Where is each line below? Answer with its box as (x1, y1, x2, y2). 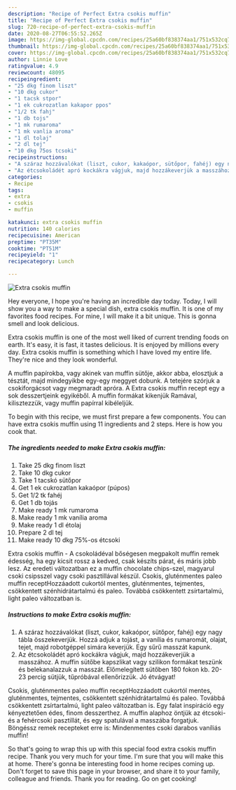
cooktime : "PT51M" (8, 245, 62, 252)
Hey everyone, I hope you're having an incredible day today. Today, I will (8, 297, 217, 305)
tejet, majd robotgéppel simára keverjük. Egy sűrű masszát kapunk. (18, 643, 212, 651)
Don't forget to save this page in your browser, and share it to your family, (8, 767, 221, 775)
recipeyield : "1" (8, 251, 59, 258)
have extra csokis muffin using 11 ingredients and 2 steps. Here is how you (8, 420, 223, 428)
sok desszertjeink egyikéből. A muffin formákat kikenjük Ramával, (8, 391, 197, 400)
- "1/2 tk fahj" (8, 108, 55, 115)
